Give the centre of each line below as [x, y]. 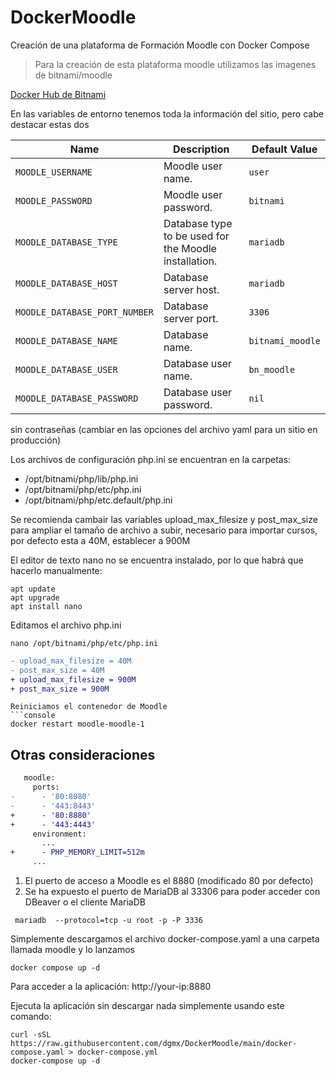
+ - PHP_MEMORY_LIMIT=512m [77, 852]
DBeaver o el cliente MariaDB [85, 902]
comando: [31, 1016]
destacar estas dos [50, 124]
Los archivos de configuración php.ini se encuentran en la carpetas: [151, 459]
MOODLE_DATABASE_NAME [66, 340]
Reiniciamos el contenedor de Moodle [89, 707]
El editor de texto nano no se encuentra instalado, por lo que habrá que [157, 560]
